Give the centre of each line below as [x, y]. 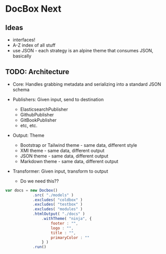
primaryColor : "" [70, 237]
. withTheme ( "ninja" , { [67, 219]
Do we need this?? [40, 181]
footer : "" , [64, 223]
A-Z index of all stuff [34, 45]
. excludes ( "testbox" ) [57, 204]
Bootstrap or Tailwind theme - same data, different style [79, 145]
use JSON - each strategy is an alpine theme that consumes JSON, [83, 51]
